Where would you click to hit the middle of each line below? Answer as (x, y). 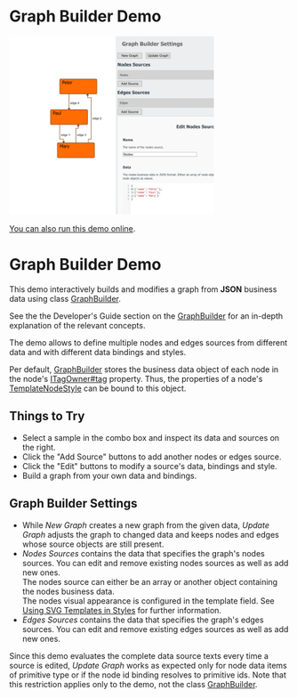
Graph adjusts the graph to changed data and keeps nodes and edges (151, 534)
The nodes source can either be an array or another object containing (150, 581)
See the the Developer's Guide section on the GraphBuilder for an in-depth (146, 316)
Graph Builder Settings (73, 503)
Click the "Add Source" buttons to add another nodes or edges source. (152, 457)
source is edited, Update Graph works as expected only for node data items (148, 665)
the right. (39, 447)
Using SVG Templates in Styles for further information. (122, 610)
